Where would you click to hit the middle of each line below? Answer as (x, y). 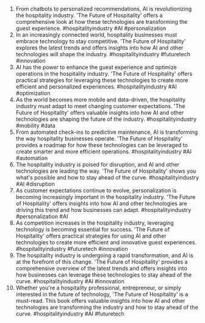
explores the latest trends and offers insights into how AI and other (99, 48)
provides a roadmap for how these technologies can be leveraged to (102, 145)
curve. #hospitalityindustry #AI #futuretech (70, 314)
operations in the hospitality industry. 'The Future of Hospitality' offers (104, 74)
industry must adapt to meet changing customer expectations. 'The (100, 106)
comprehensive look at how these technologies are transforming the (102, 22)
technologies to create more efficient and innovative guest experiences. (106, 242)
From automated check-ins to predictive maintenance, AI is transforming (107, 132)
